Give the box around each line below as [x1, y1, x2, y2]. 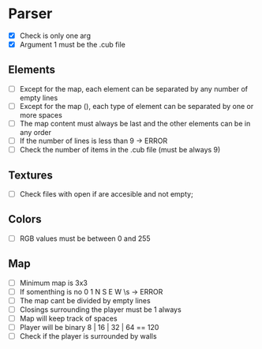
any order [19, 128, 51, 137]
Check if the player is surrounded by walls [19, 332, 157, 341]
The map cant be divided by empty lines [19, 295, 152, 305]
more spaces [19, 111, 63, 119]
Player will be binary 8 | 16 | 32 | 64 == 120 [19, 323, 159, 332]
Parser [8, 5, 53, 23]
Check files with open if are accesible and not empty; [19, 190, 193, 198]
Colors [8, 212, 42, 226]
